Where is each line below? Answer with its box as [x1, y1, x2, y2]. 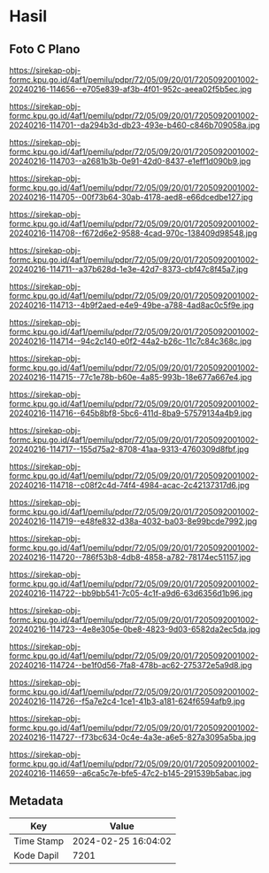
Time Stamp [13, 835, 65, 847]
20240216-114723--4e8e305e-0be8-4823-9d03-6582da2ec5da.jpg [9, 624, 261, 635]
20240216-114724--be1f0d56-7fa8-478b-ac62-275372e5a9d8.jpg [9, 660, 252, 670]
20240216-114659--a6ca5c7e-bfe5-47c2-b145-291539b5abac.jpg [9, 768, 252, 778]
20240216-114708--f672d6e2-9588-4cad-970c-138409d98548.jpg [9, 228, 258, 238]
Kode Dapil [13, 849, 59, 861]
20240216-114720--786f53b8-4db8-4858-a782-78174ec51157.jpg [9, 552, 251, 562]
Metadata [9, 793, 64, 808]
